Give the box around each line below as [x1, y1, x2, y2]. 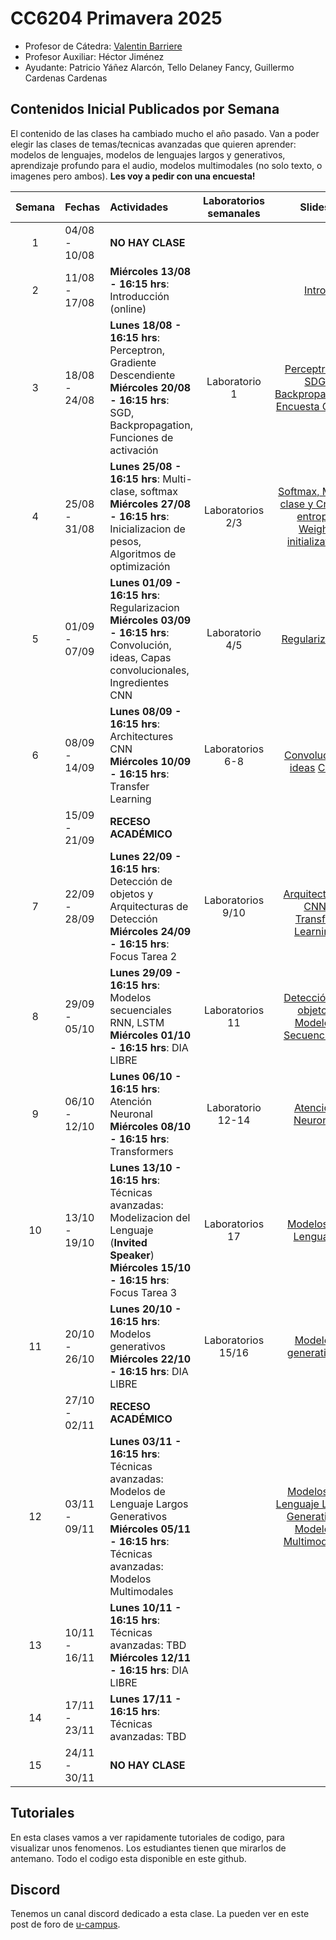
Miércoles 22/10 [109, 1352, 192, 1366]
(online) [109, 302, 147, 316]
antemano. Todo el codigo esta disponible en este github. [10, 1852, 247, 1864]
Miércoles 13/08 [109, 264, 192, 278]
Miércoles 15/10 [109, 1260, 192, 1274]
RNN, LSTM [109, 1015, 165, 1029]
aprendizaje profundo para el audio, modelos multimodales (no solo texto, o [10, 159, 323, 171]
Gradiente [109, 355, 157, 369]
